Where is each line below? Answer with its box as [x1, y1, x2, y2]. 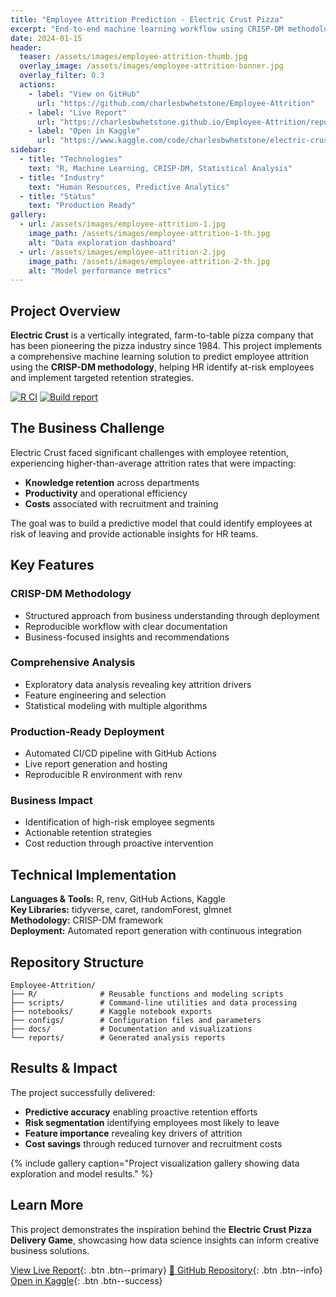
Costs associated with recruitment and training [24, 497, 219, 510]
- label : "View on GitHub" [28, 89, 141, 99]
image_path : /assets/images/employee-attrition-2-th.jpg [28, 256, 271, 266]
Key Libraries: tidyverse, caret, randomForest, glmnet [10, 904, 232, 916]
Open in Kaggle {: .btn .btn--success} [10, 1274, 163, 1286]
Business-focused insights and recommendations [24, 631, 230, 643]
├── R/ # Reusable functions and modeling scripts [10, 989, 284, 1000]
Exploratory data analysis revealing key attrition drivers [24, 678, 252, 690]
